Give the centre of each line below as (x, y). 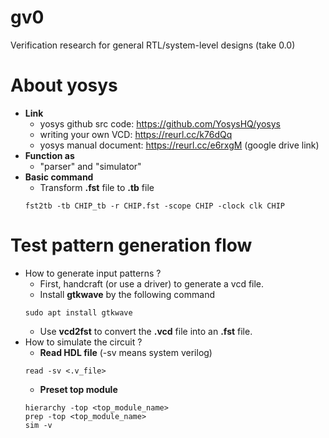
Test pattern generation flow (131, 245)
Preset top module (78, 389)
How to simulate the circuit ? (83, 342)
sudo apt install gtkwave (78, 312)
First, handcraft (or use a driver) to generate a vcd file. (152, 283)
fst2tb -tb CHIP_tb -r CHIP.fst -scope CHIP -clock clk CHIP (155, 206)
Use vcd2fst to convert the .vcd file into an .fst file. (146, 331)
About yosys (64, 85)
